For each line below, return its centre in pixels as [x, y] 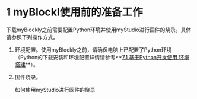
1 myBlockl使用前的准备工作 [75, 12]
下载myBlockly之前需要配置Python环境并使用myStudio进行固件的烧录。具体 [99, 30]
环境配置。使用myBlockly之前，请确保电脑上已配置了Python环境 [93, 49]
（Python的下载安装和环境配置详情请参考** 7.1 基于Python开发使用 [96, 57]
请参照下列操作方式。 [32, 37]
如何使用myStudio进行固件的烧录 [55, 90]
